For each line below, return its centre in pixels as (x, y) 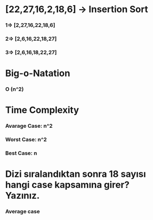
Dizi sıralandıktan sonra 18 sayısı (76, 174)
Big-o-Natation (38, 73)
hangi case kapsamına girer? (67, 185)
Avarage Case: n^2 (29, 126)
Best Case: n (21, 153)
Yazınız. (22, 196)
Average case (23, 211)
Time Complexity (42, 110)
